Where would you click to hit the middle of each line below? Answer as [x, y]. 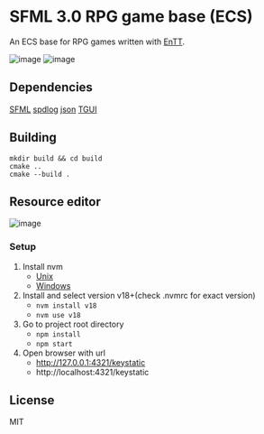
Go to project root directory [73, 324]
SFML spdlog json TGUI [53, 109]
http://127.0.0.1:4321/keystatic [91, 362]
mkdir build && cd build [56, 158]
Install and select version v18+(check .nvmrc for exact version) [139, 295]
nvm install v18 [66, 305]
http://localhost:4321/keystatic [92, 372]
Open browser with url [64, 353]
